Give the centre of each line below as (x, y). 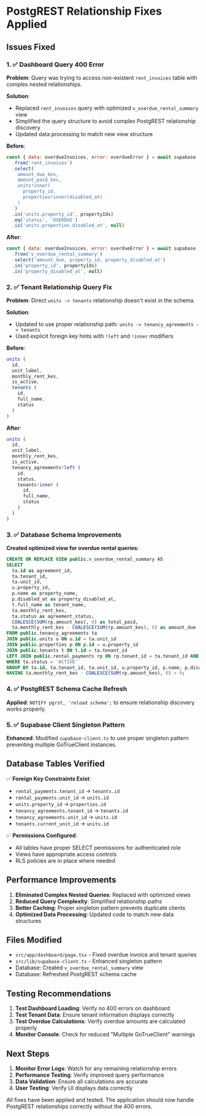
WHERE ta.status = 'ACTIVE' (42, 662)
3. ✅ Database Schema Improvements (64, 535)
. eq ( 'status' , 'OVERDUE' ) (45, 220)
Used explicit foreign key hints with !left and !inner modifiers (94, 336)
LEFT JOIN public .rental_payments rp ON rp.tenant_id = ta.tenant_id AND (103, 656)
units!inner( (34, 186)
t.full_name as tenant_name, (49, 605)
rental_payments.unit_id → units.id (62, 797)
